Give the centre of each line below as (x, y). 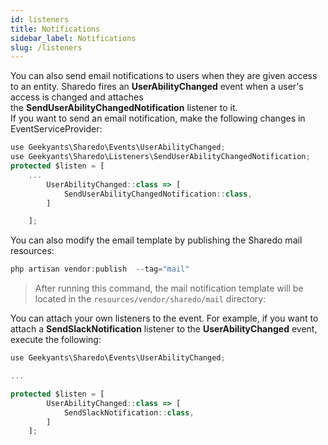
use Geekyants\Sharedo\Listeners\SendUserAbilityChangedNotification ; (160, 157)
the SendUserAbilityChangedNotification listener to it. (124, 108)
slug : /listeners (46, 47)
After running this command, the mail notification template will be (169, 288)
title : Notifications (55, 29)
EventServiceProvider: (56, 129)
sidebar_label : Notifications (73, 38)
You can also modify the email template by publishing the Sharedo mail (156, 240)
